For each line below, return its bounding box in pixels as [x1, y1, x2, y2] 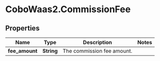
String [42, 47, 58, 54]
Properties [5, 24, 40, 33]
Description [83, 39, 112, 46]
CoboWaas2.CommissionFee [5, 4, 131, 15]
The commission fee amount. [62, 47, 133, 54]
